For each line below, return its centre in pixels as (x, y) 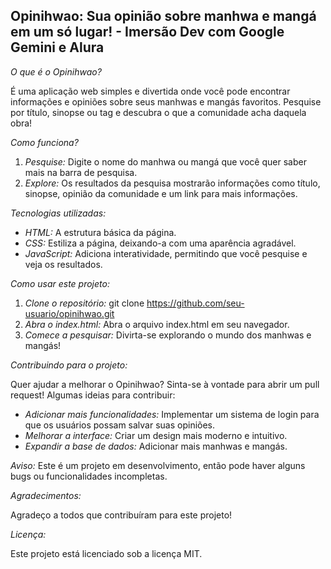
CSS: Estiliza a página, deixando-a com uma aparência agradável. (160, 243)
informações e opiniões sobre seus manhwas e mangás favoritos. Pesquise (166, 101)
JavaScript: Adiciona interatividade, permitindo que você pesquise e (166, 253)
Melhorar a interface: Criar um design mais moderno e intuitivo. (156, 435)
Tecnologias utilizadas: (58, 213)
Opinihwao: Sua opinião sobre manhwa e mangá (163, 16)
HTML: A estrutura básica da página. (100, 232)
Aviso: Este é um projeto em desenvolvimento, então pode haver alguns (158, 465)
